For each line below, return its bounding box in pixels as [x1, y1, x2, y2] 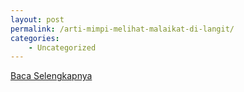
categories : [10, 33, 60, 43]
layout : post [10, 14, 65, 25]
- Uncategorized [28, 42, 97, 53]
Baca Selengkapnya [10, 70, 93, 82]
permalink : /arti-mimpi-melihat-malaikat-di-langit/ [10, 24, 235, 34]
